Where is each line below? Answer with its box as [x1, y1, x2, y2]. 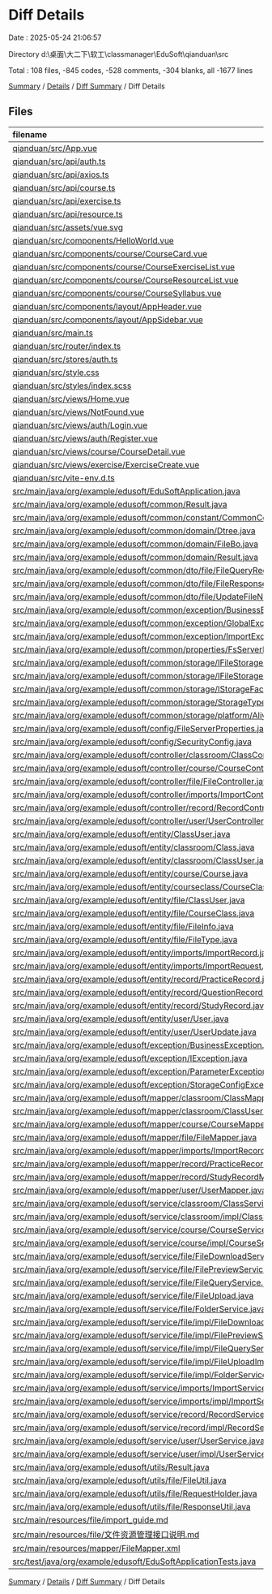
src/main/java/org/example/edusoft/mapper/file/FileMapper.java [12, 1131, 257, 1143]
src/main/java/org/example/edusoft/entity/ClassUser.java [12, 828, 231, 839]
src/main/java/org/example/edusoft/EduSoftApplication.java [12, 485, 240, 497]
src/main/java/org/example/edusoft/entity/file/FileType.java [12, 933, 238, 945]
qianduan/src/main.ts [12, 327, 93, 338]
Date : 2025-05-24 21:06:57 [8, 32, 102, 42]
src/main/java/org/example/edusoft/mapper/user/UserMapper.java [12, 1184, 267, 1195]
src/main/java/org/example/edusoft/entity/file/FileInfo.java [12, 920, 235, 932]
